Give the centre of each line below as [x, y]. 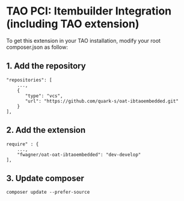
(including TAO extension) [73, 24]
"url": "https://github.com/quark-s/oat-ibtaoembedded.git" [102, 101]
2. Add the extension [46, 130]
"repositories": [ [29, 80]
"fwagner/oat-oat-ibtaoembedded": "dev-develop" [79, 155]
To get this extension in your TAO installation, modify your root [84, 40]
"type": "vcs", [44, 96]
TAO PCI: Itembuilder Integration [89, 11]
